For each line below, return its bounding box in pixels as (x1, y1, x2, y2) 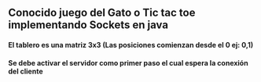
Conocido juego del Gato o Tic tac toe (8, 6, 196, 20)
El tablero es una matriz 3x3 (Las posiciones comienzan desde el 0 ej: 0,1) (8, 40, 254, 49)
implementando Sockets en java (8, 19, 169, 32)
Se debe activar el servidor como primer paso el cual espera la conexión (8, 58, 249, 67)
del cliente (8, 66, 43, 76)
